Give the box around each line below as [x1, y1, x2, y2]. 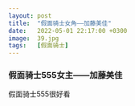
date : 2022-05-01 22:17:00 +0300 [8, 26, 128, 35]
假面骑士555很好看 [8, 89, 71, 99]
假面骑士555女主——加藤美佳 [8, 70, 123, 81]
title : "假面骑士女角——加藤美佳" [8, 19, 112, 27]
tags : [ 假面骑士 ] [8, 42, 69, 50]
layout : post [8, 11, 52, 20]
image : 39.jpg [8, 34, 59, 43]
